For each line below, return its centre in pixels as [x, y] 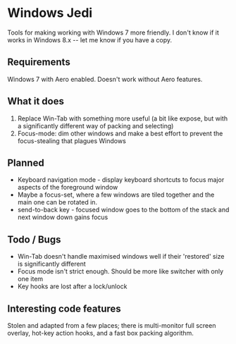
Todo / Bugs [34, 239]
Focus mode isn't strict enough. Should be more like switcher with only [120, 271]
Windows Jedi [50, 13]
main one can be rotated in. [57, 202]
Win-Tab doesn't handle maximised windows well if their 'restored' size [121, 257]
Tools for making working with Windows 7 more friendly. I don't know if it [113, 32]
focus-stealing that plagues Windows [72, 141]
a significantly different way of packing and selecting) [95, 125]
